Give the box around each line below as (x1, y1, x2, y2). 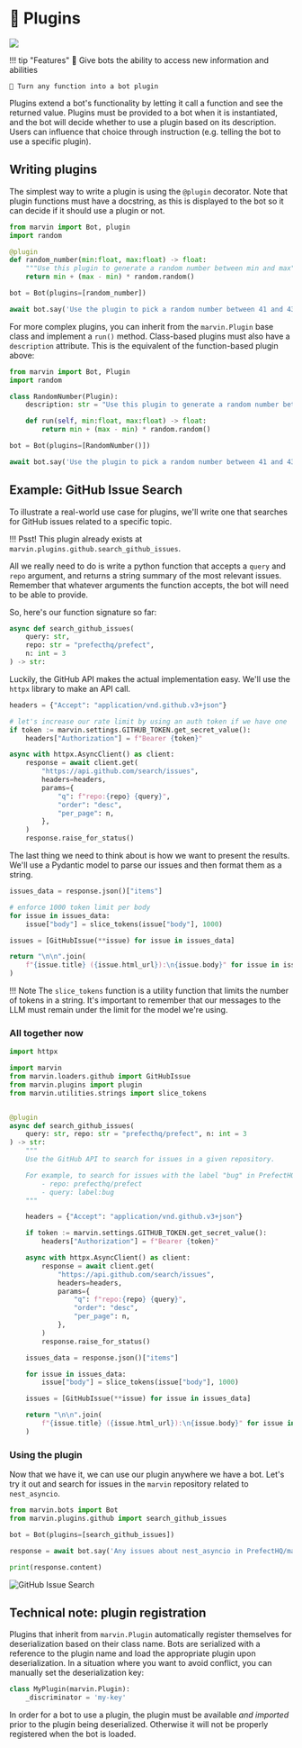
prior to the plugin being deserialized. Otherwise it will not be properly (9, 1719, 269, 1730)
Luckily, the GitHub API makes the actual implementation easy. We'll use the (9, 673, 290, 684)
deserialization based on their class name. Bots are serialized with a (9, 1639, 261, 1650)
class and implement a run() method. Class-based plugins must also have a (9, 331, 290, 341)
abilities (9, 64, 39, 75)
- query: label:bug (41, 1188, 115, 1197)
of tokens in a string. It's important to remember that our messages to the (9, 995, 281, 1006)
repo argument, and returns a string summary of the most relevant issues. (9, 569, 282, 580)
